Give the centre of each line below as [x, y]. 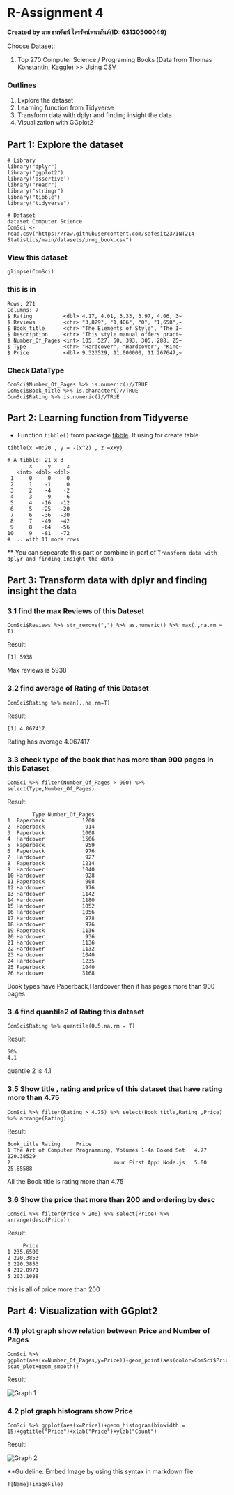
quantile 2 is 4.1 [29, 1071]
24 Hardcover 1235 [51, 961]
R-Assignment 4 [55, 13]
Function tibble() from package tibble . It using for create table [108, 435]
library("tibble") [34, 197]
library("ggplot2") [36, 173]
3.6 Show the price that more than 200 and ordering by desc [111, 1199]
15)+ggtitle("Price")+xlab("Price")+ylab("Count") [82, 1432]
